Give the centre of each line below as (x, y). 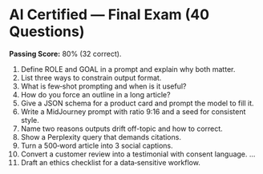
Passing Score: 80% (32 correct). (65, 53)
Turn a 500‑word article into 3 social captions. (97, 145)
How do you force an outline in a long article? (95, 94)
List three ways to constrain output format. (91, 77)
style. (30, 120)
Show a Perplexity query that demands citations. (101, 136)
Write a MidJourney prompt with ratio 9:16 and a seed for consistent (133, 111)
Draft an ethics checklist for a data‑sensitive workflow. (111, 162)
